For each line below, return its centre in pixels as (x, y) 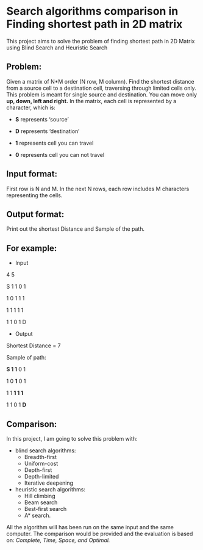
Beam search (41, 502)
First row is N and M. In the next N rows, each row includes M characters (98, 189)
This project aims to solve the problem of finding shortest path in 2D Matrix (101, 41)
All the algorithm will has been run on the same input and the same (90, 527)
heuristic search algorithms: (50, 489)
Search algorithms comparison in (92, 11)
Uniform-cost (41, 463)
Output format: (35, 214)
